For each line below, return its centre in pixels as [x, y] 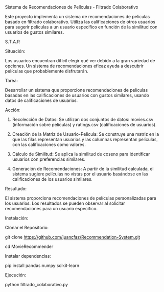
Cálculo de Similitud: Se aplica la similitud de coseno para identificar [81, 154]
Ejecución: [16, 275]
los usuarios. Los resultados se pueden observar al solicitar [65, 203]
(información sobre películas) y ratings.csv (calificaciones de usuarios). [84, 125]
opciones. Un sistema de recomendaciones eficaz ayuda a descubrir [74, 66]
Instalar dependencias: [28, 256]
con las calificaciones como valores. [49, 145]
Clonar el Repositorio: [27, 228]
